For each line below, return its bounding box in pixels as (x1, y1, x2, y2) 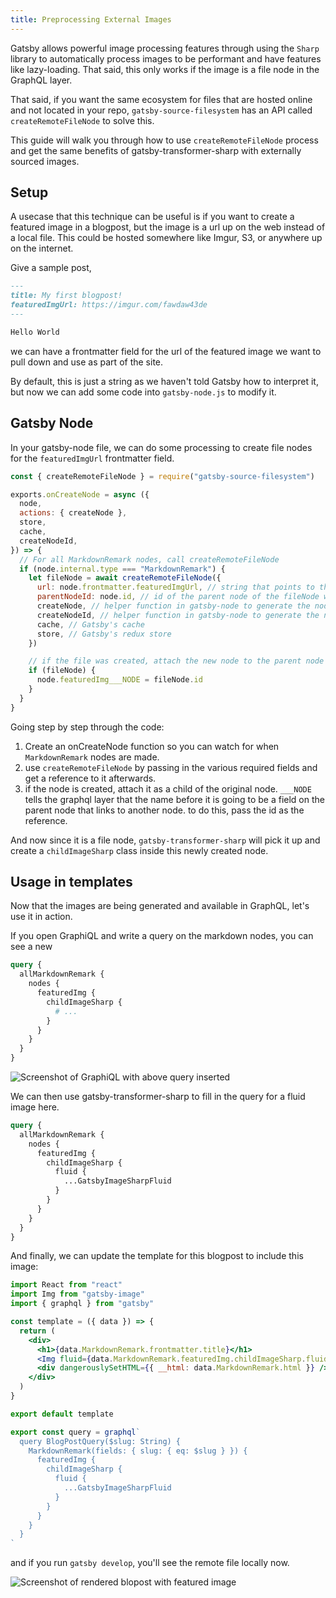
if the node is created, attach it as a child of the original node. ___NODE (24, 782, 312, 795)
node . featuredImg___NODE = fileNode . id (36, 675, 203, 685)
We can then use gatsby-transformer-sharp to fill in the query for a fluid (10, 1091, 306, 1103)
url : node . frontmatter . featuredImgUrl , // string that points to (36, 582, 315, 593)
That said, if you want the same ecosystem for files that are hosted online (10, 93, 313, 105)
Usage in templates (10, 874, 133, 891)
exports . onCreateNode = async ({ (10, 489, 150, 500)
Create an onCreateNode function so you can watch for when (24, 740, 280, 752)
